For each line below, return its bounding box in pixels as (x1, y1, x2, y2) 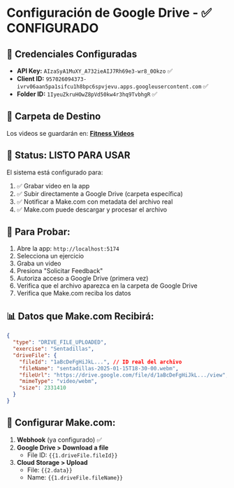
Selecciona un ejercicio (16, 252, 85, 260)
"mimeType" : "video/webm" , (19, 378, 98, 385)
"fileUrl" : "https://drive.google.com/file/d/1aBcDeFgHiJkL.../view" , (19, 371, 229, 379)
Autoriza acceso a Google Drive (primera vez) (16, 274, 149, 283)
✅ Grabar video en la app (16, 181, 90, 190)
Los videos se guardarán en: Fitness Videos (6, 129, 134, 137)
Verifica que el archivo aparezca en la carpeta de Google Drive (16, 281, 198, 290)
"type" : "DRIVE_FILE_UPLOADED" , (13, 339, 108, 346)
